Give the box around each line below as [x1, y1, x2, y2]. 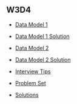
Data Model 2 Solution [15, 56, 71, 63]
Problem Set [15, 79, 47, 86]
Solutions [15, 91, 39, 99]
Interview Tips [15, 68, 51, 75]
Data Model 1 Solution [15, 33, 70, 40]
